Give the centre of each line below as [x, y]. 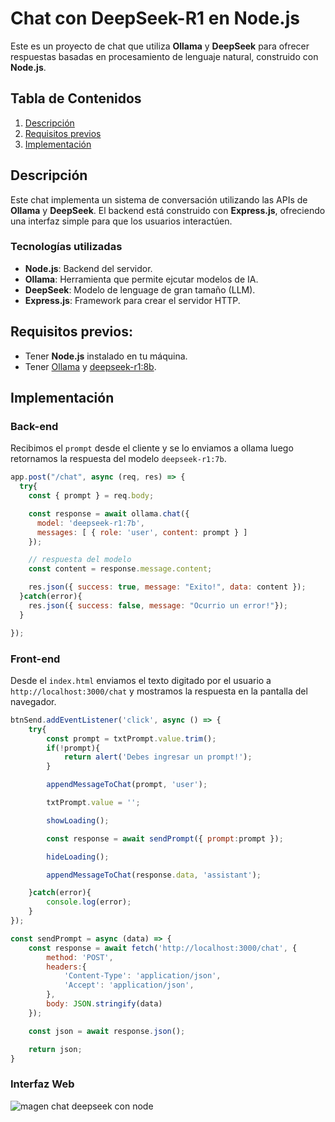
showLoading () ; [78, 820]
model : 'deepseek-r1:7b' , [90, 523]
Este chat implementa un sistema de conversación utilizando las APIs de [159, 199]
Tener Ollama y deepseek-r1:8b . [90, 366]
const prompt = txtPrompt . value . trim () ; [131, 738]
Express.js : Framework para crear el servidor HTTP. [132, 300]
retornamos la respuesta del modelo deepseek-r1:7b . [118, 459]
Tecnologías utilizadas [66, 247]
